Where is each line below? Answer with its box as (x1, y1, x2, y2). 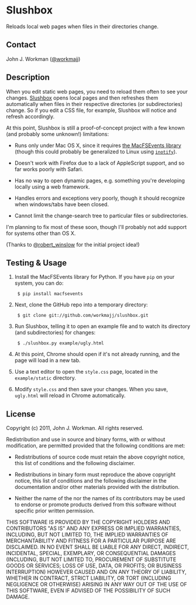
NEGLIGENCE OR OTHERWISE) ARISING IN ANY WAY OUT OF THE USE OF (6, 581, 187, 588)
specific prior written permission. (14, 507, 95, 514)
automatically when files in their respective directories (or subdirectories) (6, 100, 183, 107)
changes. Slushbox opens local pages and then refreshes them (6, 94, 159, 101)
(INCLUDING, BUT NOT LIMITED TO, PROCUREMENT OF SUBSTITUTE (6, 556, 177, 563)
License (6, 409, 36, 419)
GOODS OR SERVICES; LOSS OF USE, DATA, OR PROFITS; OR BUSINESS (6, 562, 182, 569)
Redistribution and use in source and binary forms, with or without (6, 436, 166, 443)
